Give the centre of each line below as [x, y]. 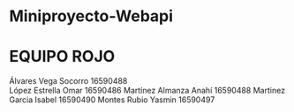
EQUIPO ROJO [62, 57]
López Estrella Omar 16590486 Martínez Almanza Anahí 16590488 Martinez [147, 91]
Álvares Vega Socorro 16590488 [68, 81]
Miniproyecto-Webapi [91, 16]
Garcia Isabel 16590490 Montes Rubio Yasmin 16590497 [112, 100]
